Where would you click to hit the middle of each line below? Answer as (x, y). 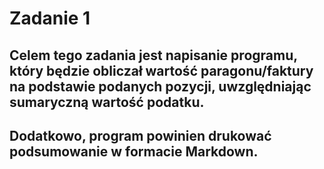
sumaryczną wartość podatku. (107, 102)
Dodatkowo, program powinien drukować (140, 135)
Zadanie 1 (50, 18)
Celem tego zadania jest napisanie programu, (153, 55)
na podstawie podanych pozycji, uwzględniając (160, 86)
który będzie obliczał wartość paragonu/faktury (161, 70)
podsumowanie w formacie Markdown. (134, 151)
